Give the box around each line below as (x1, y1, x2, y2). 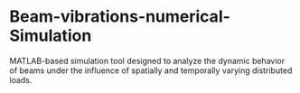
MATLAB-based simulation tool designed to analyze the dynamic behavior (9, 55, 286, 66)
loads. (9, 74, 33, 85)
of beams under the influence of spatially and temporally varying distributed (9, 65, 293, 76)
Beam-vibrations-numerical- (9, 6, 230, 27)
